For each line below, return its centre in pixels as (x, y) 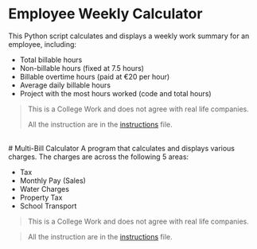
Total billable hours (51, 60)
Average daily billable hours (65, 85)
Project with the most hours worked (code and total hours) (116, 93)
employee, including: (43, 44)
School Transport (48, 206)
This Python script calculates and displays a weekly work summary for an (129, 36)
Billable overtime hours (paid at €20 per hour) (95, 76)
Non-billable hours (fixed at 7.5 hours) (82, 68)
